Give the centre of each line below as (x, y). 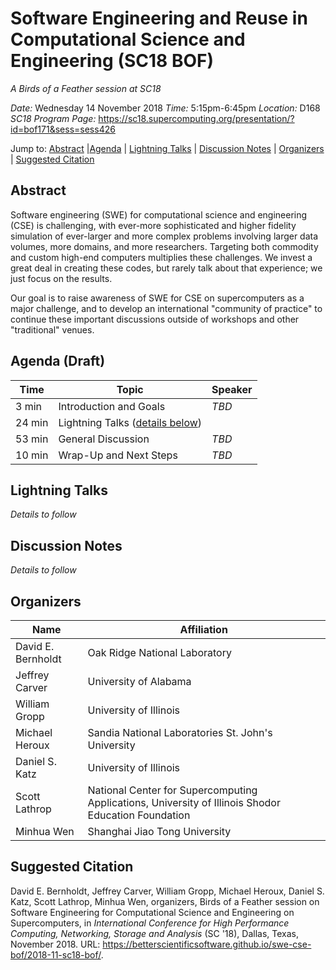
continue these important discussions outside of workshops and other (155, 319)
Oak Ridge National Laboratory (159, 652)
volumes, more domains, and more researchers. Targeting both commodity (164, 246)
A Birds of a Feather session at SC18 (86, 88)
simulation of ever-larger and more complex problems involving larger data (164, 236)
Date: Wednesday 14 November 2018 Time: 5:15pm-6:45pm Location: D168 (165, 108)
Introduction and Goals (112, 406)
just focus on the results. (61, 278)
